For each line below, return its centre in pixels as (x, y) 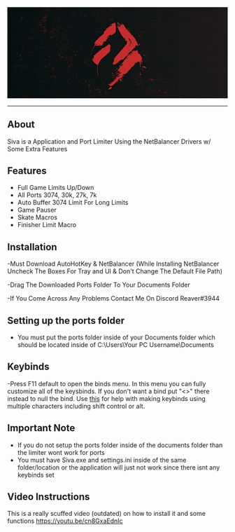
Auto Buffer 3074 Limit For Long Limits (73, 203)
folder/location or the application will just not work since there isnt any (119, 467)
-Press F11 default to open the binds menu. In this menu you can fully (107, 383)
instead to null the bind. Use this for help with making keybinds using (107, 398)
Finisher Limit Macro (47, 225)
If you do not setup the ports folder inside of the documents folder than (120, 445)
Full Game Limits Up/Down (56, 188)
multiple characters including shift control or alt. (76, 406)
